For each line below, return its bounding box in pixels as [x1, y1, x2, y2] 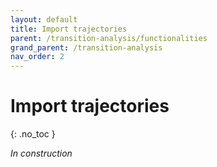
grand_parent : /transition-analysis [10, 42, 163, 53]
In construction [10, 147, 73, 160]
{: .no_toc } [10, 128, 56, 140]
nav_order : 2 [10, 52, 65, 62]
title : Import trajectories [10, 24, 128, 34]
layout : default [10, 14, 78, 25]
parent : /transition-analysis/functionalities [10, 33, 208, 43]
